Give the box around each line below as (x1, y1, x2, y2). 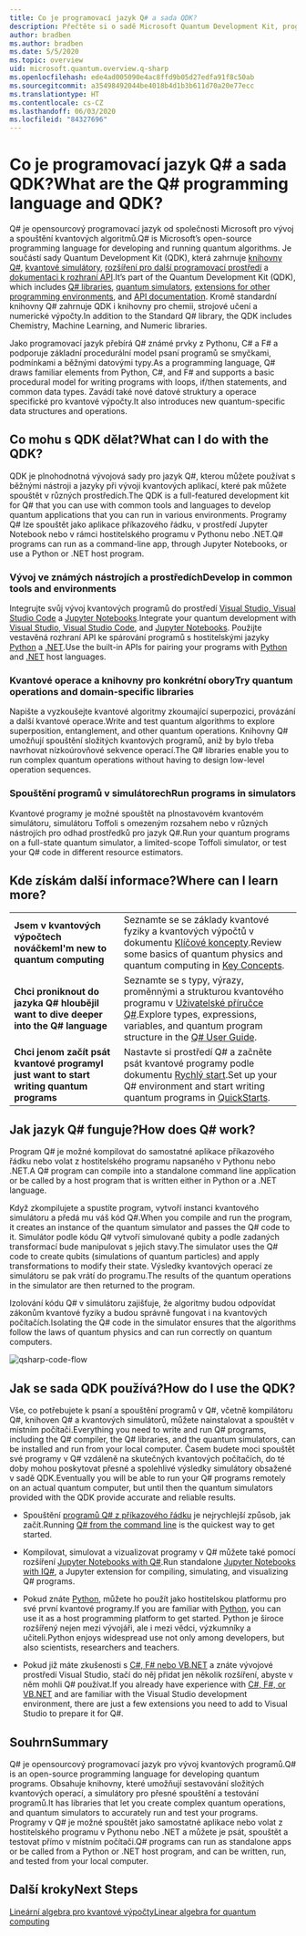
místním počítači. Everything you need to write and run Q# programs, (9, 1424, 267, 1435)
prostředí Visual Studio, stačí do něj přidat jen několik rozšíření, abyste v (22, 1670, 293, 1681)
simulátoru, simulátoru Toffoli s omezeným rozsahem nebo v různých (9, 817, 269, 828)
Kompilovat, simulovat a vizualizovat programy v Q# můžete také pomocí (22, 1547, 296, 1558)
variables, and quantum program (123, 1019, 263, 1031)
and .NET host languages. (9, 651, 107, 662)
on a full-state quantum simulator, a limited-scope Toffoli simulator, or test (9, 836, 287, 848)
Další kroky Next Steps (9, 1882, 138, 1898)
